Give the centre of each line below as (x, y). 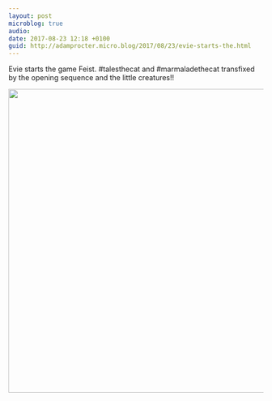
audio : (19, 31)
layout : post (30, 16)
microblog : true (36, 23)
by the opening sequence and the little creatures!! (91, 78)
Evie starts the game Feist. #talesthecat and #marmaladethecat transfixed (132, 69)
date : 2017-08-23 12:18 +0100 (59, 38)
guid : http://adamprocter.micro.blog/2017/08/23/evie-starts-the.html (130, 46)
